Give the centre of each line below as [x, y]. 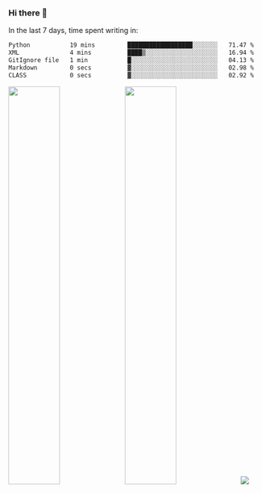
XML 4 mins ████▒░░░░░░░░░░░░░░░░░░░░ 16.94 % [131, 53]
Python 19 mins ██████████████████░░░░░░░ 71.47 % [131, 45]
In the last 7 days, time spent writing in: [73, 31]
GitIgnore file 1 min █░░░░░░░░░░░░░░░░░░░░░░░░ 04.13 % [131, 61]
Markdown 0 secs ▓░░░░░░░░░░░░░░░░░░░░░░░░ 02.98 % [131, 68]
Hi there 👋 [28, 13]
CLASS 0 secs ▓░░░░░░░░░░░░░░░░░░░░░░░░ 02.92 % [131, 75]
